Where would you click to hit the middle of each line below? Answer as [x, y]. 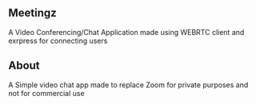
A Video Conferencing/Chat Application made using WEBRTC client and [126, 32]
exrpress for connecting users [58, 40]
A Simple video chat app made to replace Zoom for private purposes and [128, 85]
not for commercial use [47, 93]
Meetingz [33, 13]
